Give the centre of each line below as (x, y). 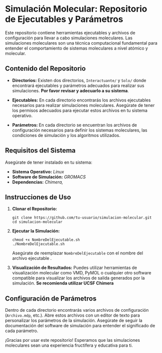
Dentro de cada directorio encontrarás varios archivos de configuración (77, 310)
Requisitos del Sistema (40, 151)
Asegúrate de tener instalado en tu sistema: (49, 162)
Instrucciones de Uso (38, 197)
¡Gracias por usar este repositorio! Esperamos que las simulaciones (72, 340)
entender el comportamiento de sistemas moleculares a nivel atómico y (77, 48)
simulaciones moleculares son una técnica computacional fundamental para (81, 43)
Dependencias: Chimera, (37, 182)
